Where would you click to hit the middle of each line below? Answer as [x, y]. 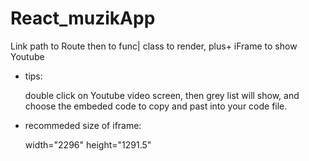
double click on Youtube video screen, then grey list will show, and [162, 95]
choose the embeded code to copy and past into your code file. [156, 106]
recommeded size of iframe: [83, 125]
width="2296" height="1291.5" [88, 144]
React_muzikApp [83, 18]
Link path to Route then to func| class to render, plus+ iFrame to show [154, 46]
